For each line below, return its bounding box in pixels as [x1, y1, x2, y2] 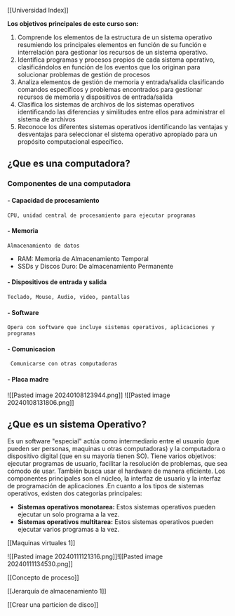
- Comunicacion [7, 344, 55, 353]
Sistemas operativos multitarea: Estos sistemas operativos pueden [17, 518, 214, 526]
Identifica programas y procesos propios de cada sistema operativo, [17, 55, 215, 64]
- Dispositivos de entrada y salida [7, 278, 107, 286]
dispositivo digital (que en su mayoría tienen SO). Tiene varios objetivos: [7, 452, 216, 460]
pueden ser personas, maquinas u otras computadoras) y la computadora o [7, 445, 226, 453]
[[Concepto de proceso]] [7, 573, 79, 582]
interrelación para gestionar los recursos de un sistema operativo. [17, 48, 208, 56]
